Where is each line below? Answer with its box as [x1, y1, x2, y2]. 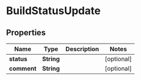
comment [9, 65, 37, 72]
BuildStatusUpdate [6, 4, 101, 18]
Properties [6, 28, 46, 38]
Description [65, 45, 99, 53]
